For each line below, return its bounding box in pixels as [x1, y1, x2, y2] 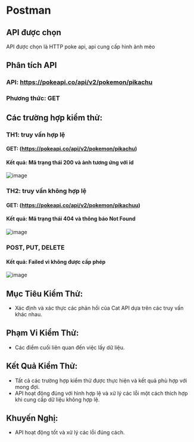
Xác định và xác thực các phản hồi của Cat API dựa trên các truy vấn [14, 304, 184, 312]
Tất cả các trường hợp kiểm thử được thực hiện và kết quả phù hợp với [14, 376, 187, 384]
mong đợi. [14, 383, 40, 390]
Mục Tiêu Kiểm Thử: [6, 288, 83, 298]
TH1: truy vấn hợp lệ [6, 130, 65, 139]
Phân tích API [6, 60, 57, 70]
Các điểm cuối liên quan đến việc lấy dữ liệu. [14, 344, 125, 351]
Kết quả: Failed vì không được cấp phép [6, 258, 106, 265]
